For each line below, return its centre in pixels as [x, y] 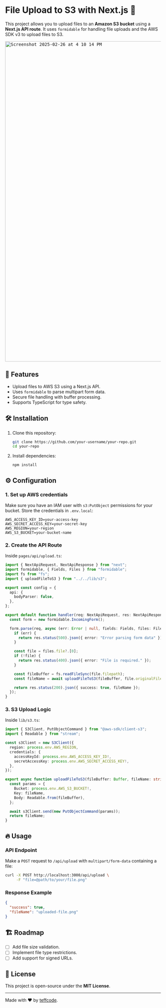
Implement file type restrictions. [45, 953]
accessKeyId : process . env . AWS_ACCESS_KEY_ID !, [63, 756]
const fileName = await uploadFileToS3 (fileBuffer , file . [75, 679]
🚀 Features [22, 375]
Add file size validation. [36, 947]
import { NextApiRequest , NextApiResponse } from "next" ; [66, 565]
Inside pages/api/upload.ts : [34, 556]
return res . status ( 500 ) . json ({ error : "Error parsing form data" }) [90, 638]
